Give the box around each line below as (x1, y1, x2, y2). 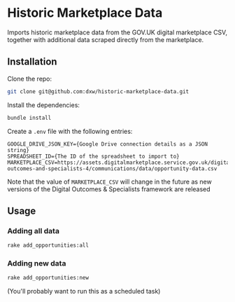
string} (7, 146, 30, 153)
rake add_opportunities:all (7, 242, 90, 249)
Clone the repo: (7, 74, 52, 83)
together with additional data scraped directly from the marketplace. (7, 35, 204, 43)
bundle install (7, 114, 52, 121)
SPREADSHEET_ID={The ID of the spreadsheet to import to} (7, 153, 180, 160)
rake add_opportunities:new (7, 275, 90, 282)
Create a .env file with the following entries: (7, 127, 133, 135)
